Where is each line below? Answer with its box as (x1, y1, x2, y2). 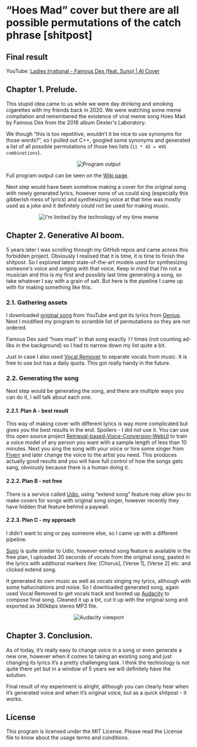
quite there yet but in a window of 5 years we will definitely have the (6, 665, 171, 672)
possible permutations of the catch (6, 16, 181, 29)
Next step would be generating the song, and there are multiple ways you (6, 388, 184, 395)
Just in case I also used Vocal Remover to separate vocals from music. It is (6, 353, 187, 360)
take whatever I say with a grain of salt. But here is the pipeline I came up (6, 277, 183, 284)
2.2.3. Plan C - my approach (6, 516, 76, 523)
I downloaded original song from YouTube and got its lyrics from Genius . (6, 311, 182, 318)
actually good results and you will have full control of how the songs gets (6, 458, 183, 465)
